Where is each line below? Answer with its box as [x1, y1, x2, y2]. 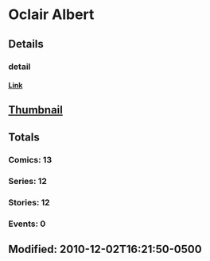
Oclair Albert [8, 6, 95, 24]
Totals [8, 130, 40, 144]
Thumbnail [8, 103, 64, 117]
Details [8, 37, 44, 51]
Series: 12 [8, 175, 48, 186]
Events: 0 [8, 218, 46, 229]
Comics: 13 [8, 154, 52, 165]
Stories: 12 [8, 197, 50, 208]
